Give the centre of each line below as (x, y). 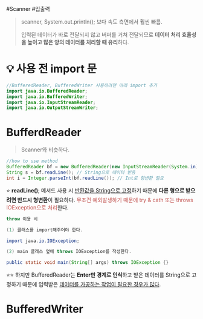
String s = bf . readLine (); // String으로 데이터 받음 (71, 173)
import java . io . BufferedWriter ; (47, 97)
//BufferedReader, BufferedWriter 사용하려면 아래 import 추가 (82, 85)
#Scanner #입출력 (28, 9)
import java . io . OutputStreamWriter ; (52, 108)
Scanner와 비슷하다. (45, 150)
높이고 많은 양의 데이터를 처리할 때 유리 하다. (78, 42)
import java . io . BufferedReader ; (47, 91)
